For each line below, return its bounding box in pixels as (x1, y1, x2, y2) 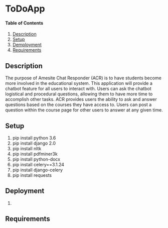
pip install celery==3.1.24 (12, 162, 64, 168)
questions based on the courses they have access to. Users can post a (5, 101, 152, 108)
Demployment (12, 42, 42, 48)
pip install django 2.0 (12, 140, 56, 146)
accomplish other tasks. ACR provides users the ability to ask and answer (5, 96, 157, 102)
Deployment (5, 187, 45, 195)
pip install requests (12, 172, 52, 178)
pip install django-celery (12, 167, 63, 173)
